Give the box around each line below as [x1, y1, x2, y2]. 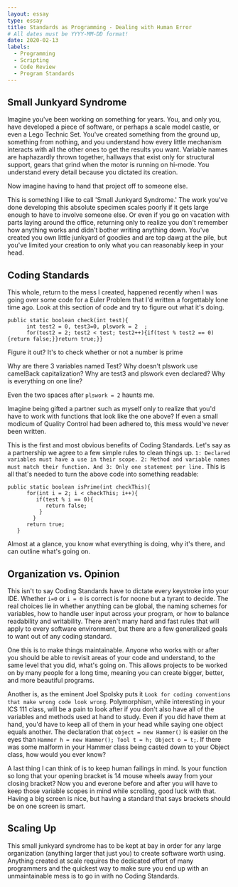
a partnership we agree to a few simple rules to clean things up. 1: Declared [7, 449, 231, 457]
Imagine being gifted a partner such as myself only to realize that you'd [7, 405, 216, 413]
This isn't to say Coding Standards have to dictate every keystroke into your [7, 586, 229, 595]
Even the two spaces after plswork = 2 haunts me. [7, 391, 155, 399]
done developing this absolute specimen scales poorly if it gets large [7, 203, 209, 212]
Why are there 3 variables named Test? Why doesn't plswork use [7, 362, 198, 371]
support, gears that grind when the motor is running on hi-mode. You [7, 161, 210, 169]
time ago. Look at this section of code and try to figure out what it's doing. [7, 303, 225, 312]
